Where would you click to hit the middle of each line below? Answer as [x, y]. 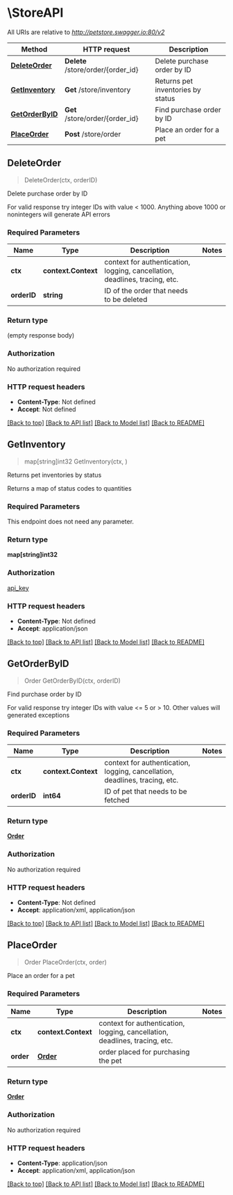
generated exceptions [38, 715]
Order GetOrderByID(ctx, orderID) [72, 681]
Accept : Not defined [46, 409]
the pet [110, 1061]
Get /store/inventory [98, 90]
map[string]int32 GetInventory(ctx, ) [76, 461]
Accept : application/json [52, 628]
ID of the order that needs [146, 291]
